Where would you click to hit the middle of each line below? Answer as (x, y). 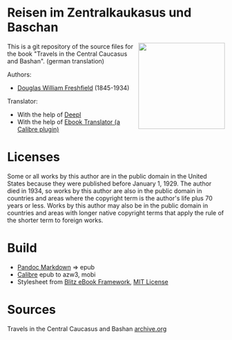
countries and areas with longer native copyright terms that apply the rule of (116, 212)
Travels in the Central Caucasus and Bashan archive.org (87, 328)
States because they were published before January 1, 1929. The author (109, 183)
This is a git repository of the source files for (70, 46)
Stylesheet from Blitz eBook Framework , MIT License (93, 281)
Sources (32, 310)
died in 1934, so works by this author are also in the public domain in (105, 190)
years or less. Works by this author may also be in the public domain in (108, 206)
